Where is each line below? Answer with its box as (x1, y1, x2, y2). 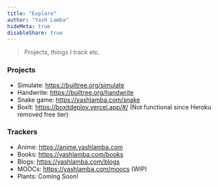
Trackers (7, 127, 38, 137)
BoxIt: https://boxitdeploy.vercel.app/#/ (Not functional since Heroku (17, 102, 212, 111)
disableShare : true (7, 29, 63, 36)
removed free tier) (17, 110, 69, 118)
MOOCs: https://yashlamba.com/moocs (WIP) (17, 164, 148, 173)
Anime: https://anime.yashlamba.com (17, 142, 124, 151)
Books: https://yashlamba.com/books (17, 150, 124, 158)
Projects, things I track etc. (23, 48, 100, 56)
